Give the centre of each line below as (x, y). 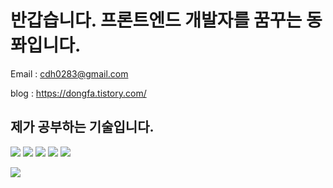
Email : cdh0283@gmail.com (69, 73)
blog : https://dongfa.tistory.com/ (78, 93)
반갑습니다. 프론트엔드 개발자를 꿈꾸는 (156, 20)
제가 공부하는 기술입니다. (82, 127)
